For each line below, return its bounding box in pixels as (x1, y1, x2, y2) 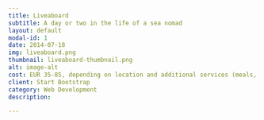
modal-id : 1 (8, 33, 48, 42)
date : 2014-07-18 (8, 41, 66, 49)
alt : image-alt (8, 64, 59, 72)
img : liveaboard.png (8, 48, 77, 56)
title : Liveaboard (8, 11, 69, 20)
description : (8, 93, 52, 101)
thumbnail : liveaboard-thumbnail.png (8, 56, 133, 64)
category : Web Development (8, 85, 98, 94)
